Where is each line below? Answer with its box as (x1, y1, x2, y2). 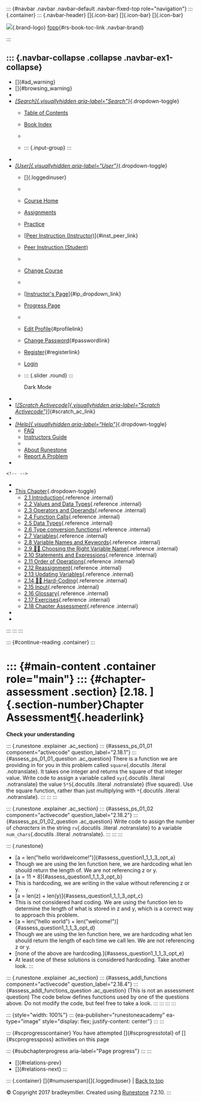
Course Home (23, 197, 59, 204)
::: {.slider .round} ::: (23, 372, 74, 379)
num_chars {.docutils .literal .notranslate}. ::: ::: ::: (6, 830, 123, 837)
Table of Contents (23, 109, 68, 116)
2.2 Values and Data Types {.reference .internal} (23, 500, 142, 507)
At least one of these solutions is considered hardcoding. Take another (14, 956, 190, 963)
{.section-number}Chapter (6, 698, 144, 711)
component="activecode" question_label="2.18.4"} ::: (6, 980, 139, 988)
